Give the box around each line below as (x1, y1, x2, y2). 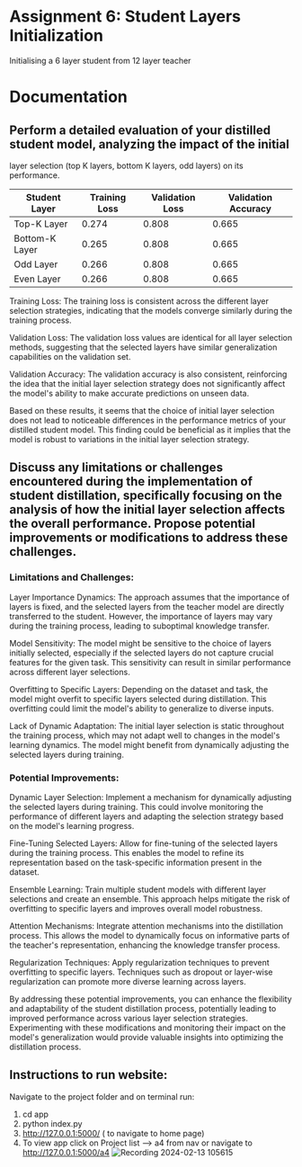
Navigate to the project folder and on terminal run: (9, 1091, 195, 1102)
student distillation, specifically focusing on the (9, 488, 283, 503)
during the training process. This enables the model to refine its (9, 847, 244, 858)
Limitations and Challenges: (9, 571, 135, 583)
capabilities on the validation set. (9, 351, 131, 361)
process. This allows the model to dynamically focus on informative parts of (9, 930, 290, 940)
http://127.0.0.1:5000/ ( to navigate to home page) (22, 1127, 205, 1138)
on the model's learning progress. (9, 820, 135, 831)
